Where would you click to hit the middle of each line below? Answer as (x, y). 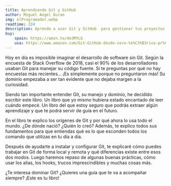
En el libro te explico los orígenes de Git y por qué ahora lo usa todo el (79, 120)
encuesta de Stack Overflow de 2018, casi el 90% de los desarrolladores (81, 63)
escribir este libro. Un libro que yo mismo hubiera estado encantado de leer (84, 100)
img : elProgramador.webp (32, 19)
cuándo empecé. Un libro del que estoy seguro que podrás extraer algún (81, 105)
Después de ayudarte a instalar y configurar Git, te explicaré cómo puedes (83, 146)
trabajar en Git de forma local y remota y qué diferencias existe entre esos (83, 152)
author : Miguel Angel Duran (35, 15)
